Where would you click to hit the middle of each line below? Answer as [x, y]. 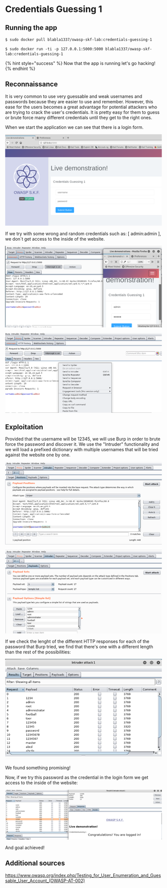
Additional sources [35, 863]
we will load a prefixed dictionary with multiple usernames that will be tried [82, 450]
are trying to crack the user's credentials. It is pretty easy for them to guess [83, 112]
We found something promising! [38, 768]
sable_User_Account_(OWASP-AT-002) [45, 881]
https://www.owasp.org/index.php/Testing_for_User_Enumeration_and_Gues [83, 875]
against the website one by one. [38, 455]
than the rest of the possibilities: [38, 652]
